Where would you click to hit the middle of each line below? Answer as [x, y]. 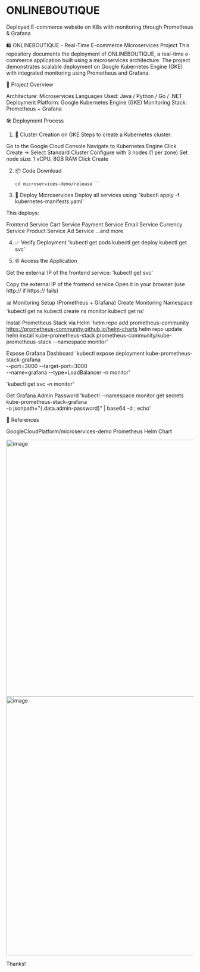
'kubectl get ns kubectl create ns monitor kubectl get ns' [75, 311]
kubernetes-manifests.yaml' [49, 201]
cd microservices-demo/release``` [57, 184]
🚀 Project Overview [30, 84]
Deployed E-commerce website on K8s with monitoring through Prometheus [100, 27]
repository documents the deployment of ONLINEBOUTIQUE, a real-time [95, 54]
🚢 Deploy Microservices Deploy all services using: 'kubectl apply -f [97, 195]
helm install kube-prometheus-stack [51, 335]
